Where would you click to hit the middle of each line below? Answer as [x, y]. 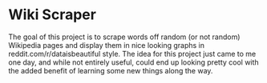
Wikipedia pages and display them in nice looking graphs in [107, 45]
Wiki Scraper [52, 15]
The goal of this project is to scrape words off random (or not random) [124, 37]
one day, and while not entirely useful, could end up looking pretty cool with [133, 62]
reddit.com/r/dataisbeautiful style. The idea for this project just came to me [132, 53]
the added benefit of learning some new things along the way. [111, 70]
